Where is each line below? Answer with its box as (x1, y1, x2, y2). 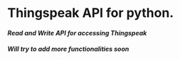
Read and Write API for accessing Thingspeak (7, 28, 147, 37)
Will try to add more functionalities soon (7, 44, 129, 54)
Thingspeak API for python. (7, 5, 174, 21)
